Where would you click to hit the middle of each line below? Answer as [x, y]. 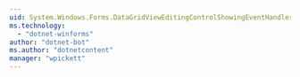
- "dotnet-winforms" [55, 34]
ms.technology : [37, 26]
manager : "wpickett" [48, 58]
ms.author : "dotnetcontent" [62, 50]
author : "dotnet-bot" [50, 42]
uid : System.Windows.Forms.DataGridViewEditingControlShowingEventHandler [151, 17]
